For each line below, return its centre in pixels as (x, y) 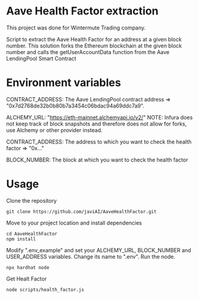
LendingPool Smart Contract (41, 58)
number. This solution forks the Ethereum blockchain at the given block (94, 46)
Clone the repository (31, 201)
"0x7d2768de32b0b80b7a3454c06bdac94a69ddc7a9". (76, 106)
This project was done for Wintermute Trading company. (76, 28)
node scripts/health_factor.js (45, 289)
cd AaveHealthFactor (32, 234)
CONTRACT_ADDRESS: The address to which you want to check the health (99, 142)
